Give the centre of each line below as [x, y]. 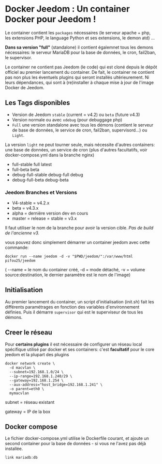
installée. [14, 449]
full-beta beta [26, 169]
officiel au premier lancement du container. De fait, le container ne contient [80, 72]
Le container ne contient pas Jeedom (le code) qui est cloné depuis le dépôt [81, 67]
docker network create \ [30, 363]
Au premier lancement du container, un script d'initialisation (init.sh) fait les [80, 301]
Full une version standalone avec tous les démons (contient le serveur [83, 125]
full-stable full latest [32, 164]
